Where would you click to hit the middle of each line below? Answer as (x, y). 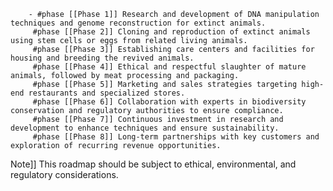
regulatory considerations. (64, 174)
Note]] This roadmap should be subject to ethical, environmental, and (153, 164)
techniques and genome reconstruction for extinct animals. (138, 23)
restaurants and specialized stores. (107, 93)
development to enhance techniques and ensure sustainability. (145, 128)
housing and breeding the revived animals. (102, 58)
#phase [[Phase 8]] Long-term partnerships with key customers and (176, 137)
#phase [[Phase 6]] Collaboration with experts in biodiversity (169, 102)
